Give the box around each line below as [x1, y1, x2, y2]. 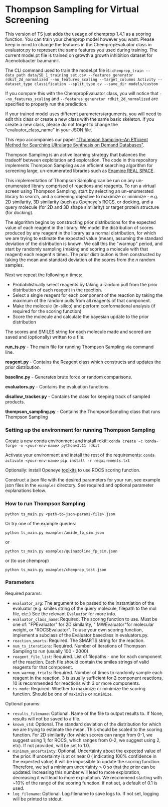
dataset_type [5, 82, 33, 87]
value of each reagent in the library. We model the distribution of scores [5, 224, 154, 230]
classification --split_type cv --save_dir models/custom [34, 82, 158, 87]
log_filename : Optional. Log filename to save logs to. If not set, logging [12, 790, 159, 796]
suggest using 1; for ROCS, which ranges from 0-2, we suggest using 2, [12, 737, 161, 743]
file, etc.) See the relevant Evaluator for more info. [12, 610, 117, 617]
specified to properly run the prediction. [5, 101, 88, 107]
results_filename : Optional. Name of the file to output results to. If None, [12, 710, 163, 716]
